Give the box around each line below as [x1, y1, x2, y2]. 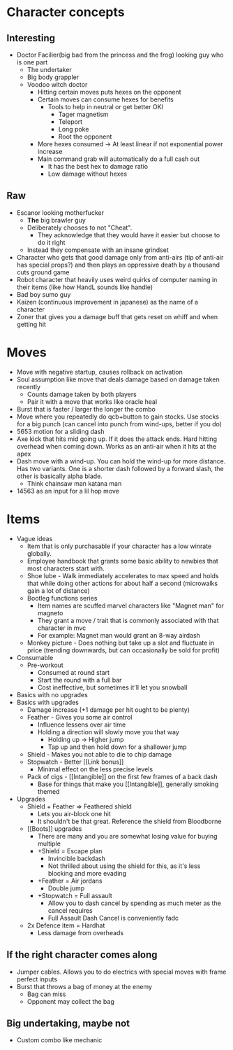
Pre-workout [27, 661, 63, 669]
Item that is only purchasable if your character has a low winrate [27, 542, 212, 550]
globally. [27, 549, 52, 557]
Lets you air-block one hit [37, 809, 111, 818]
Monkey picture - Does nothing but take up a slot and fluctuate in [27, 638, 215, 647]
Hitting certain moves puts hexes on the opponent [37, 88, 182, 96]
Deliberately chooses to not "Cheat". [27, 223, 133, 232]
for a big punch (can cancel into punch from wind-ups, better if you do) [16, 419, 223, 428]
